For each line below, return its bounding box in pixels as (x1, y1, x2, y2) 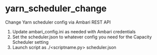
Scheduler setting (12, 39, 49, 45)
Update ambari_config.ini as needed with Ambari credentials (12, 28, 136, 34)
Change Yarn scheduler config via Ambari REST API (5, 19, 111, 25)
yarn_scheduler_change (5, 3, 107, 14)
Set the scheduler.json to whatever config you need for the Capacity (12, 34, 152, 40)
